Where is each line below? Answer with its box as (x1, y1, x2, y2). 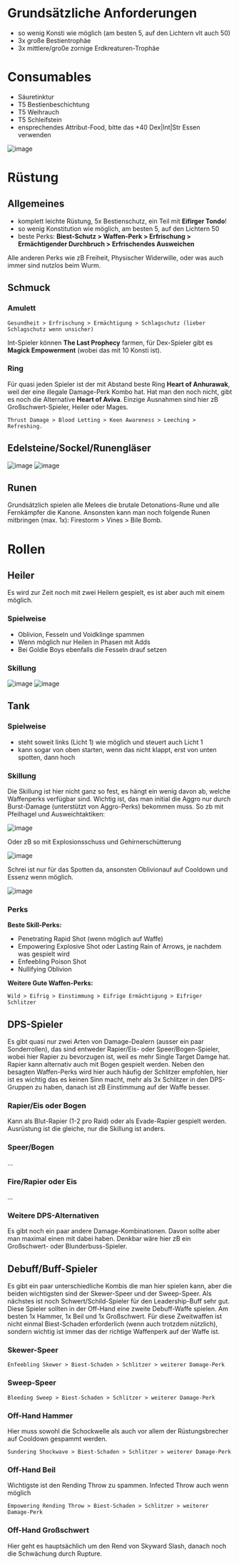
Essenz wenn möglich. (7, 873, 73, 882)
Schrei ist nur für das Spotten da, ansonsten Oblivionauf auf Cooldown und (7, 865, 228, 874)
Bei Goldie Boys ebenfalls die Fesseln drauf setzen (17, 645, 167, 653)
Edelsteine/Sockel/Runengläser (7, 442, 151, 455)
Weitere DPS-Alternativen (7, 1210, 99, 1220)
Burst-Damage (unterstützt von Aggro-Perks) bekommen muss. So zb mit (7, 802, 224, 811)
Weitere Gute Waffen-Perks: (7, 979, 93, 987)
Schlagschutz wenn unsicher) (7, 325, 94, 333)
